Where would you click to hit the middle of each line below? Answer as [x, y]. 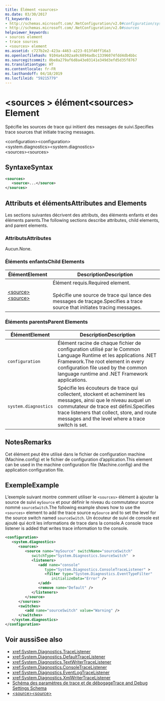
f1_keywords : [18, 19]
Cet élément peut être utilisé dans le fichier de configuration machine [75, 454]
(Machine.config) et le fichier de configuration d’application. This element [79, 459]
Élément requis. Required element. [92, 282]
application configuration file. [35, 470]
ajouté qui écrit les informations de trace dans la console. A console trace [79, 523]
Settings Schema [29, 688]
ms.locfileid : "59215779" [31, 78]
